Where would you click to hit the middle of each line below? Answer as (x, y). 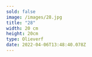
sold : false (21, 12)
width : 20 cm (22, 28)
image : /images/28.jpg (34, 17)
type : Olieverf (25, 39)
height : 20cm (22, 34)
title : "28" (21, 23)
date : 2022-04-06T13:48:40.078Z (46, 45)
